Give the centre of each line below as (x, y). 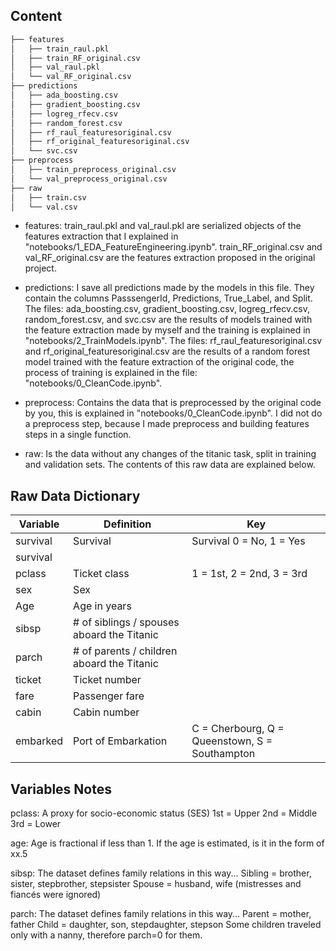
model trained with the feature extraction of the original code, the (159, 362)
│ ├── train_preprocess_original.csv (93, 170)
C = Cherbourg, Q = (238, 729)
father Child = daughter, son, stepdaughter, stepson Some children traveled (166, 925)
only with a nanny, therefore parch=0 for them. (106, 935)
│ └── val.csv (44, 207)
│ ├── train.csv (48, 197)
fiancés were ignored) (56, 895)
